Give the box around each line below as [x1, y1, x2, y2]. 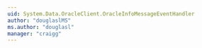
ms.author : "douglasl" [7, 23, 74, 30]
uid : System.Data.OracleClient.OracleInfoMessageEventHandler [7, 10, 195, 18]
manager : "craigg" [7, 30, 62, 37]
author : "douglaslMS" [7, 17, 72, 24]
